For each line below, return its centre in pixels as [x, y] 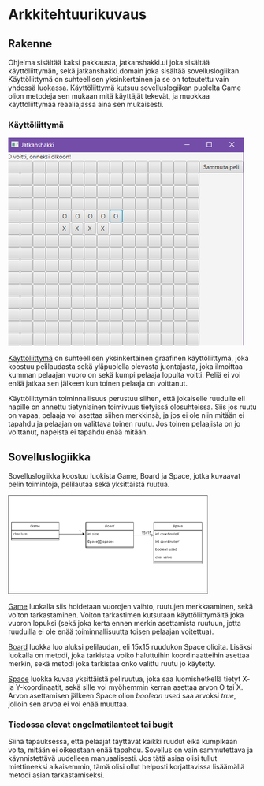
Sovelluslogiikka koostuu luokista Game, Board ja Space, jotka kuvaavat [125, 476]
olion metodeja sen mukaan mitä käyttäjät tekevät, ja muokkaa [109, 96]
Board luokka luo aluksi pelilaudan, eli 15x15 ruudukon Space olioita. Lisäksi [130, 647]
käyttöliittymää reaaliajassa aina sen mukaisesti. [86, 104]
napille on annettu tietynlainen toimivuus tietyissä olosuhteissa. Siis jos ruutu [133, 407]
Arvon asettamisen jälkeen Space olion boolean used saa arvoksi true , [122, 696]
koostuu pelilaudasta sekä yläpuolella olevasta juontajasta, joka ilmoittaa [125, 367]
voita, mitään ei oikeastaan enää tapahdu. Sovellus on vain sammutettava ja [131, 750]
